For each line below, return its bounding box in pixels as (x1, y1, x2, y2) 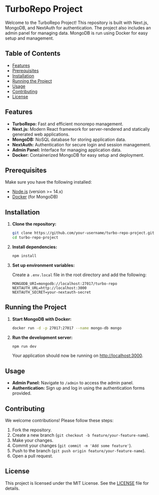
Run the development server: (12, 334, 73, 340)
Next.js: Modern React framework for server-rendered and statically (12, 126, 150, 132)
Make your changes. (12, 437, 54, 443)
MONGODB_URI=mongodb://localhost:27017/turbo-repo (12, 281, 118, 286)
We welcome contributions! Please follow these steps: (5, 418, 114, 423)
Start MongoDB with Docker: (12, 316, 72, 322)
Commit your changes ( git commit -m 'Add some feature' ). (12, 443, 133, 448)
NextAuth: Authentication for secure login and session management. (12, 141, 151, 147)
